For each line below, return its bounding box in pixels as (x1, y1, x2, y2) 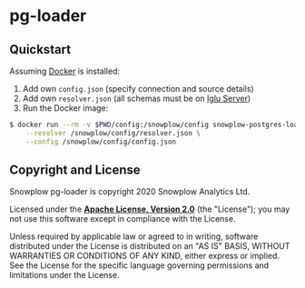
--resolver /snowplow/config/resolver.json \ (25, 128, 202, 137)
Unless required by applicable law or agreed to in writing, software (9, 231, 259, 242)
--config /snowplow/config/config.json (25, 137, 177, 146)
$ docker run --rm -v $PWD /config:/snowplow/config (9, 120, 209, 129)
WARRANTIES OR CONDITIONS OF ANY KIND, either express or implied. (9, 251, 280, 262)
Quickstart (9, 42, 72, 57)
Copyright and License (9, 163, 141, 178)
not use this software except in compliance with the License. (9, 214, 236, 224)
